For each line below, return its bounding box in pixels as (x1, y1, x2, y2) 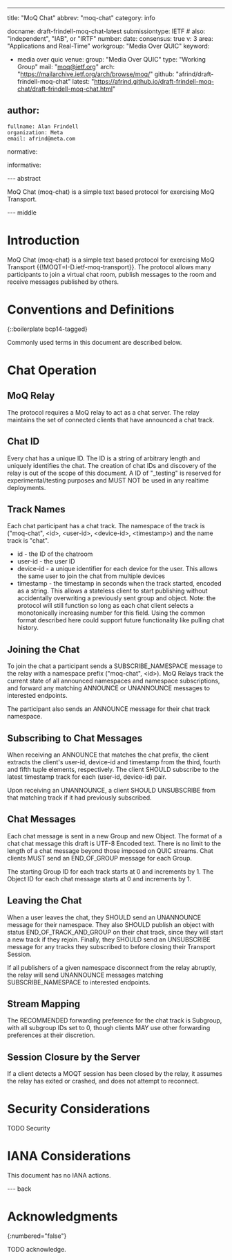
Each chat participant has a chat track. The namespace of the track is (7, 522, 205, 530)
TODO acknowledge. (7, 1245, 67, 1253)
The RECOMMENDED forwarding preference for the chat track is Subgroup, (7, 1016, 222, 1025)
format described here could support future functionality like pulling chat (17, 616, 224, 624)
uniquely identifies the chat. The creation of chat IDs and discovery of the (7, 461, 217, 469)
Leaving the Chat (7, 894, 82, 907)
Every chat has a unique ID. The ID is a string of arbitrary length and (7, 454, 200, 462)
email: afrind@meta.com (7, 135, 76, 142)
